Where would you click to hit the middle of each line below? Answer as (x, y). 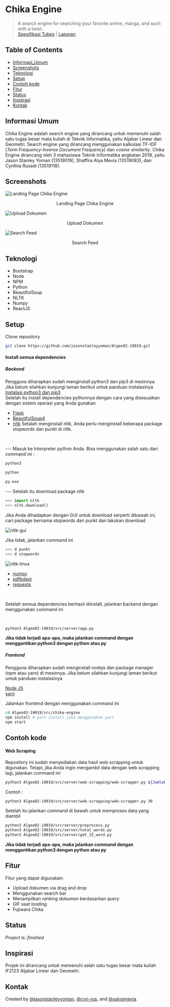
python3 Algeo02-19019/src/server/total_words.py (59, 830)
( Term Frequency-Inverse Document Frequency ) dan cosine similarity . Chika (85, 149)
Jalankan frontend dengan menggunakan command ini (62, 703)
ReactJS (21, 309)
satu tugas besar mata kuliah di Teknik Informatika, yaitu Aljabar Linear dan (83, 139)
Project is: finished (25, 937)
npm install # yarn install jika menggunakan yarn (60, 717)
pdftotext (22, 579)
